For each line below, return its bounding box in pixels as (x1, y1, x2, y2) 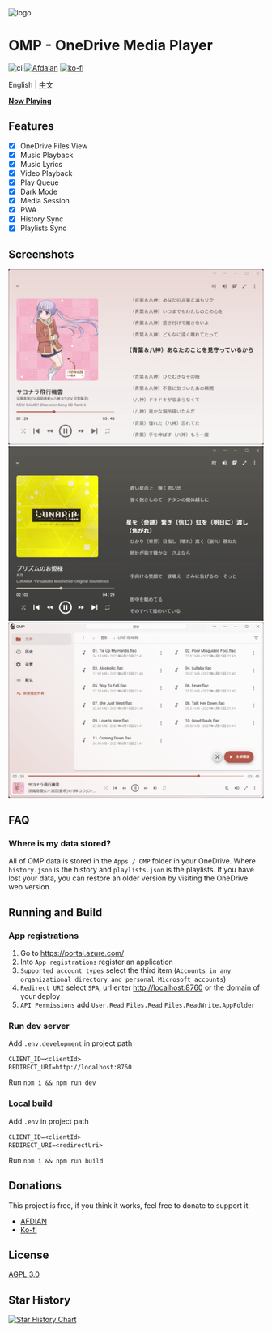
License (8, 1248, 49, 1261)
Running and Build (8, 906, 103, 919)
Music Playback (19, 150, 74, 160)
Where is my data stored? (8, 838, 112, 850)
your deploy (19, 992, 61, 1001)
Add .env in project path (8, 1116, 89, 1126)
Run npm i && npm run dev (8, 1077, 96, 1087)
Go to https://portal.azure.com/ (19, 949, 125, 958)
